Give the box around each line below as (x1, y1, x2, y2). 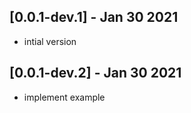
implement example (23, 91, 106, 103)
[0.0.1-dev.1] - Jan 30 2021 (9, 9, 179, 26)
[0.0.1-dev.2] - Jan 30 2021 (9, 65, 182, 82)
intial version (23, 35, 77, 47)
